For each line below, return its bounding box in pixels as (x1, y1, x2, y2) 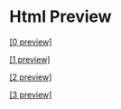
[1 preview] (9, 54, 51, 64)
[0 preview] (9, 36, 52, 47)
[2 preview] (9, 71, 52, 83)
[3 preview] (9, 89, 52, 100)
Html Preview (9, 6, 112, 27)
